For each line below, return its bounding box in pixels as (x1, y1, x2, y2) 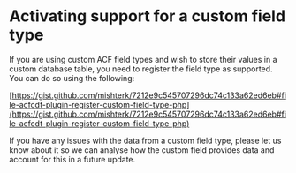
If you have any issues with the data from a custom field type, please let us (9, 135, 282, 146)
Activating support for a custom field (9, 6, 285, 26)
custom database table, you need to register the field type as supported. (9, 64, 273, 74)
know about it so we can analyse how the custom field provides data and (9, 144, 275, 155)
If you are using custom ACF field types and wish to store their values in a (9, 54, 277, 64)
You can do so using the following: (9, 72, 135, 83)
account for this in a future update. (9, 154, 136, 164)
